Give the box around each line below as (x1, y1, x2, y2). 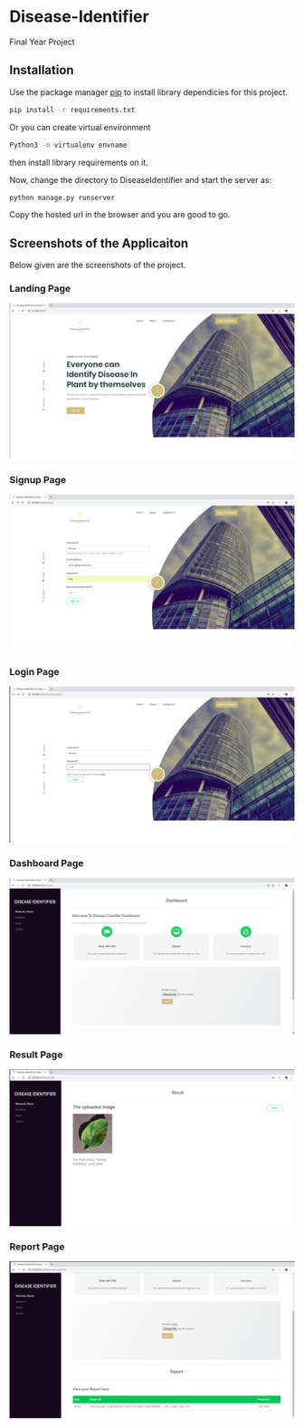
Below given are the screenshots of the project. (9, 260, 186, 271)
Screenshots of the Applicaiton (9, 236, 189, 251)
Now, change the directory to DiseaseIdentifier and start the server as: (9, 174, 272, 185)
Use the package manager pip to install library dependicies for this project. (9, 86, 288, 97)
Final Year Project (9, 36, 75, 47)
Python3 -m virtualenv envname (9, 140, 128, 150)
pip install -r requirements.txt (9, 105, 136, 114)
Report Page (9, 1240, 65, 1252)
